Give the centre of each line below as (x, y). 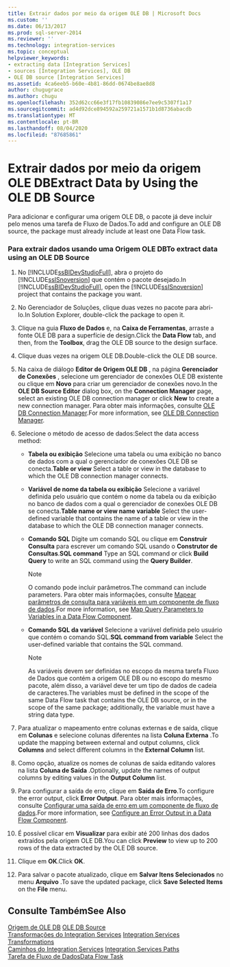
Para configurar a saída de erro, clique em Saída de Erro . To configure (116, 791)
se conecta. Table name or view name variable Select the (109, 511)
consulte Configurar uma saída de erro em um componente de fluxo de (118, 806)
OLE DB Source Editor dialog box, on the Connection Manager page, (115, 391)
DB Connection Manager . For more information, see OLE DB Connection (118, 413)
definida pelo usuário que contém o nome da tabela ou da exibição (122, 497)
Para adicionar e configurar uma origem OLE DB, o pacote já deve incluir (110, 217)
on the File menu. (42, 890)
